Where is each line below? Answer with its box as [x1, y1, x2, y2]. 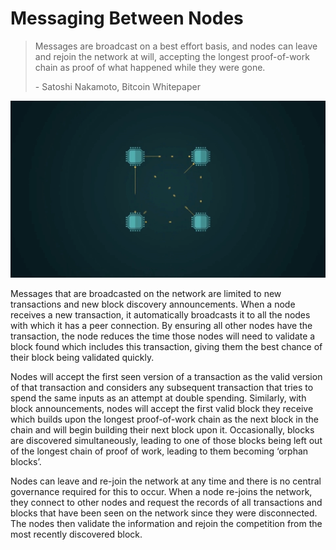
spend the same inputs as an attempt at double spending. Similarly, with [10, 392, 307, 404]
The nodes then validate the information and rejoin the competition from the [10, 518, 323, 530]
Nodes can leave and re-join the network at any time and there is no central [10, 475, 322, 487]
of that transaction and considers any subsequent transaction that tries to [10, 382, 314, 394]
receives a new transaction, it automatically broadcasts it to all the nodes [10, 309, 311, 321]
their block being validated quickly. [10, 352, 155, 364]
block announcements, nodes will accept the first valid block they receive [10, 403, 314, 415]
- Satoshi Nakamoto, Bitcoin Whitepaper [34, 80, 201, 92]
